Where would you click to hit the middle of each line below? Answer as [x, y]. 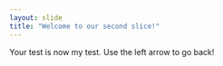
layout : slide [36, 18]
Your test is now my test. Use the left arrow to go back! [112, 52]
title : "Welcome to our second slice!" [85, 26]
